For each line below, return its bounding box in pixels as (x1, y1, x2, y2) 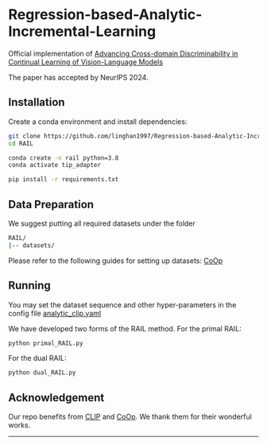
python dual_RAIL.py (8, 369, 77, 377)
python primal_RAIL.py (8, 339, 83, 347)
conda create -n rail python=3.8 (8, 153, 119, 162)
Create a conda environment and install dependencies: (8, 117, 188, 126)
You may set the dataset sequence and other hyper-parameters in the (8, 300, 237, 309)
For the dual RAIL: (8, 354, 67, 363)
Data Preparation (8, 197, 94, 211)
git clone (8, 132, 41, 140)
